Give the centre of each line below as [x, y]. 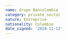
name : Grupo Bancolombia [32, 10]
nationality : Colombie [29, 24]
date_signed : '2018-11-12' [34, 29]
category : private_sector [33, 15]
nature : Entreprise [26, 19]
